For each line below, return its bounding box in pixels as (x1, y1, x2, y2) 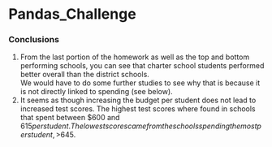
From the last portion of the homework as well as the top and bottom (19, 52, 250, 62)
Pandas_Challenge (8, 5, 136, 24)
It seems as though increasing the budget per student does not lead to (19, 95, 257, 106)
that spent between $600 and (19, 113, 120, 123)
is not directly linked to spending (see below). (19, 87, 173, 97)
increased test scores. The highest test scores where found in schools (19, 104, 256, 114)
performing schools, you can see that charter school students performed (19, 61, 265, 71)
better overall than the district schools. (19, 70, 150, 80)
